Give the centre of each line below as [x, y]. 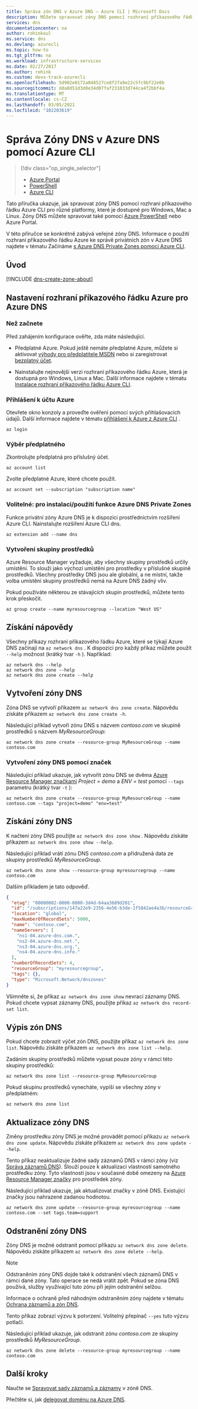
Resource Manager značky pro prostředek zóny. [65, 1179]
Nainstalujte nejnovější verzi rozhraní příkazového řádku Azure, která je [101, 371]
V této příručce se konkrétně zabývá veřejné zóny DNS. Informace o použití [98, 234]
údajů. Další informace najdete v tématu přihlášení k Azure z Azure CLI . [93, 419]
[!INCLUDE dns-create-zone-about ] [49, 279]
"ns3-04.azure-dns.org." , [49, 947]
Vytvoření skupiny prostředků [50, 549]
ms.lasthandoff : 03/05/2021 [41, 105]
